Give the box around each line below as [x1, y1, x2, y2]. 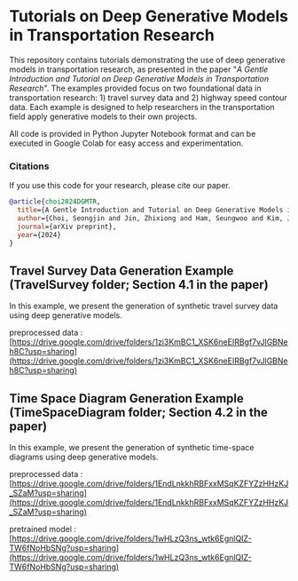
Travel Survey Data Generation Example [9, 263, 234, 278]
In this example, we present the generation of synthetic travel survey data [9, 300, 278, 312]
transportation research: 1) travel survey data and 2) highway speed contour [9, 92, 288, 103]
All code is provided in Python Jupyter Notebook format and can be [9, 128, 256, 139]
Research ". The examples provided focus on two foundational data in [9, 83, 262, 93]
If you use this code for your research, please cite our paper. [9, 180, 231, 191]
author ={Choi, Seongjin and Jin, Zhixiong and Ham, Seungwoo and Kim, [17, 213, 284, 223]
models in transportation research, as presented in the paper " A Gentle [9, 64, 269, 75]
